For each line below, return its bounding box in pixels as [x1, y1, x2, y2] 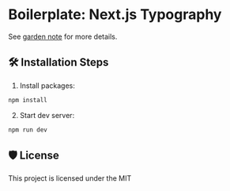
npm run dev [8, 125, 47, 134]
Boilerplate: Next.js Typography [8, 6, 222, 24]
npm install [8, 96, 47, 104]
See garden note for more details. [8, 32, 118, 41]
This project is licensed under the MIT [8, 174, 132, 183]
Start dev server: [19, 110, 75, 120]
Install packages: [19, 81, 75, 90]
